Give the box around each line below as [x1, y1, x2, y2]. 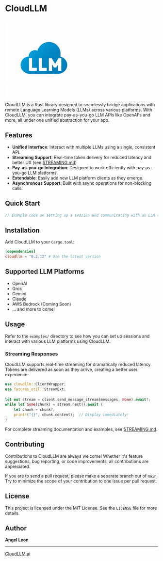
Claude [12, 296, 27, 302]
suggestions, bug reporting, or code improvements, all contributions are [5, 458, 149, 464]
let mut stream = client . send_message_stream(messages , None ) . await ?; [5, 397, 151, 402]
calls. [12, 185, 23, 191]
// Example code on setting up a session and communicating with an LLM [5, 213, 155, 218]
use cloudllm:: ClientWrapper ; [5, 382, 66, 386]
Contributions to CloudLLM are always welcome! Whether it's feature [5, 453, 143, 459]
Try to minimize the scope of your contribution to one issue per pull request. [5, 478, 157, 484]
